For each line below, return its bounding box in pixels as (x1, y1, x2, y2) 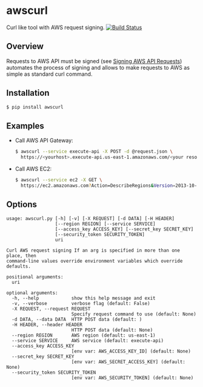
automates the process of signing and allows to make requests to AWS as (6, 64, 190, 71)
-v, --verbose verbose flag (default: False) (12, 300, 150, 306)
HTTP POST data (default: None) (71, 327, 153, 333)
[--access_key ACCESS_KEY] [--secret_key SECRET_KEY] (55, 226, 194, 232)
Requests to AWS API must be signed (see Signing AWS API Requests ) (6, 57, 182, 64)
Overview (6, 41, 44, 52)
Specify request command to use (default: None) (71, 311, 197, 317)
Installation (6, 88, 50, 98)
